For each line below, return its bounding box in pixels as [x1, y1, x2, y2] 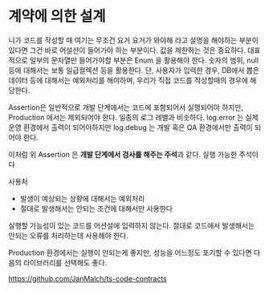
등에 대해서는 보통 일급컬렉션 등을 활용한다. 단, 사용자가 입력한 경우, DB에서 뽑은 [8, 65, 259, 75]
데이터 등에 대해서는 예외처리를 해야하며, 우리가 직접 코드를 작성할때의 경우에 [8, 75, 249, 85]
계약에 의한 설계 [8, 7, 106, 26]
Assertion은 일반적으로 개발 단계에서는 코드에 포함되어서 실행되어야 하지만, [8, 102, 243, 112]
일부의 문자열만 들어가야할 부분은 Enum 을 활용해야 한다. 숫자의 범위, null [29, 55, 259, 65]
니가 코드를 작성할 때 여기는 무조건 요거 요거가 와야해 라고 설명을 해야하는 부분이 [8, 35, 259, 45]
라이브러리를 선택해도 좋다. [22, 257, 108, 267]
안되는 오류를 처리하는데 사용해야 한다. [8, 230, 128, 240]
